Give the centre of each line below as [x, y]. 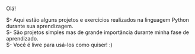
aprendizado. [22, 38]
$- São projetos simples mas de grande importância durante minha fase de [98, 32]
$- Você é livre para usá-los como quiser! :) [59, 45]
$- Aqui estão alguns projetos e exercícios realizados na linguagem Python [98, 20]
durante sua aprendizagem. [40, 26]
